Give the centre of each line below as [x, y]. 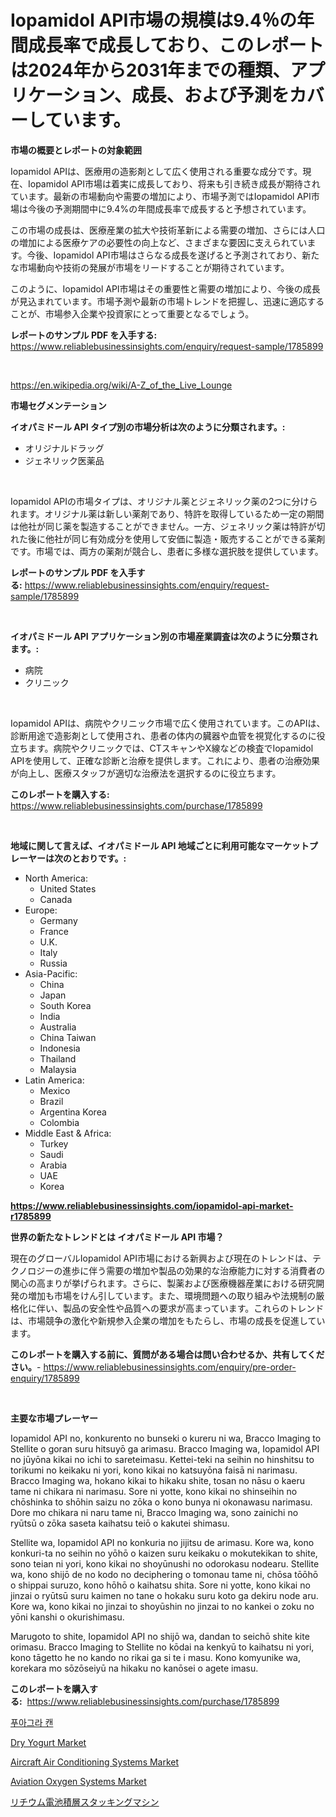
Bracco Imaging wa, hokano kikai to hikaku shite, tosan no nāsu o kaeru [158, 1480]
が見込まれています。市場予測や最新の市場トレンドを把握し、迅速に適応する [167, 301]
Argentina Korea [73, 1112]
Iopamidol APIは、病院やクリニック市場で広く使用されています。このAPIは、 [168, 723]
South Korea [65, 1005]
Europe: [41, 910]
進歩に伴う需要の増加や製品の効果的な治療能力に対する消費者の [194, 1270]
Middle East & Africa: [68, 1133]
